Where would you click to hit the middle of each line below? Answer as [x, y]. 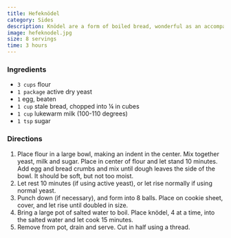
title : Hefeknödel [33, 13]
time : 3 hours [27, 45]
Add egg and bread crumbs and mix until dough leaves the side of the [116, 169]
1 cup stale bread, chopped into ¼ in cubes [78, 107]
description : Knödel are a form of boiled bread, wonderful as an [104, 26]
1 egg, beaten [36, 99]
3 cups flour [34, 85]
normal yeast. [36, 191]
